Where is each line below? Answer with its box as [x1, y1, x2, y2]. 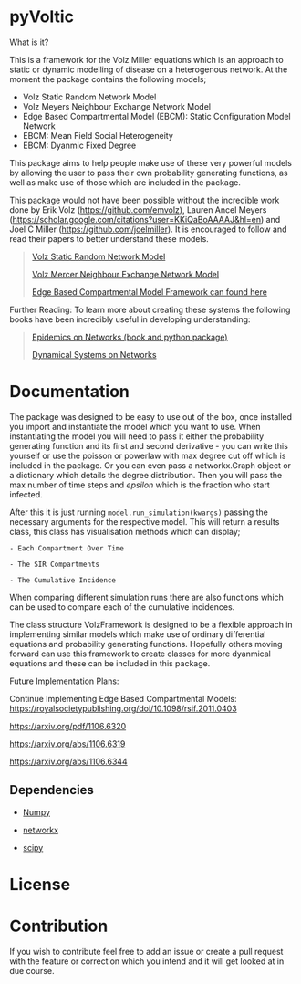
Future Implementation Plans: [9, 675, 119, 686]
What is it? [9, 37, 49, 47]
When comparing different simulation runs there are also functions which [9, 591, 285, 602]
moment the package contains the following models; [9, 73, 207, 84]
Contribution [9, 916, 109, 937]
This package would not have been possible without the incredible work [9, 194, 280, 205]
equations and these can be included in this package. [9, 657, 211, 668]
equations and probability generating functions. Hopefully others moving [9, 638, 283, 649]
